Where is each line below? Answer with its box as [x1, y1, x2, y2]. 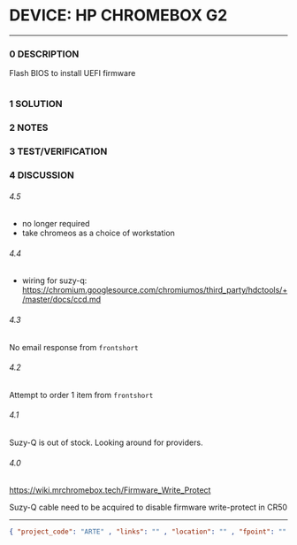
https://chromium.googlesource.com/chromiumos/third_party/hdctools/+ [21, 285, 288, 296]
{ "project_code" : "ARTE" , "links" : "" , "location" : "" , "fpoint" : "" [9, 527, 287, 536]
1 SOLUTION [9, 98, 64, 111]
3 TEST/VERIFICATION [9, 145, 108, 157]
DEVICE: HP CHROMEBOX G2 [9, 5, 228, 26]
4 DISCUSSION [9, 169, 75, 181]
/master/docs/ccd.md [21, 294, 102, 305]
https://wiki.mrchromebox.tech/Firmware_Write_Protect [9, 485, 211, 495]
